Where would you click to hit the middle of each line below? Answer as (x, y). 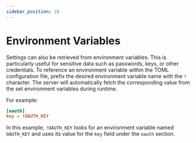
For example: (22, 100)
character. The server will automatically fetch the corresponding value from (98, 82)
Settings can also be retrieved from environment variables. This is (86, 57)
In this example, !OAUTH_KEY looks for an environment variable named (90, 128)
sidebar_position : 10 (33, 12)
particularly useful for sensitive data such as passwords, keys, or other (93, 63)
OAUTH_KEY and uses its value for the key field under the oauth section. (91, 134)
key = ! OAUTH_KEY (28, 116)
